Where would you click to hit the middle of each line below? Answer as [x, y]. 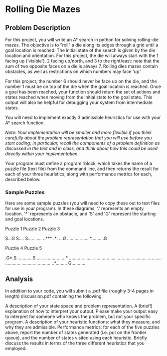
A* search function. [25, 123]
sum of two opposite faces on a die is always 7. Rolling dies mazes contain [82, 66]
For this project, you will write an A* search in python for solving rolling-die [82, 39]
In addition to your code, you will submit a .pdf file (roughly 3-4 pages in [79, 291]
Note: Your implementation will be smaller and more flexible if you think [79, 132]
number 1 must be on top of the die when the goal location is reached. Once [83, 86]
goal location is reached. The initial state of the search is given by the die [80, 50]
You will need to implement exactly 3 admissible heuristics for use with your [83, 117]
